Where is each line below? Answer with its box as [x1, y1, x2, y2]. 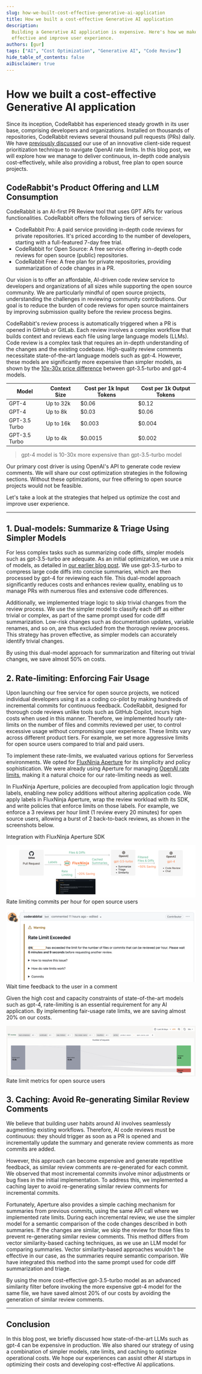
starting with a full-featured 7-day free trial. [14, 239, 123, 246]
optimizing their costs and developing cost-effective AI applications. [6, 1361, 176, 1368]
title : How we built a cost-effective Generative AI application [6, 16, 173, 22]
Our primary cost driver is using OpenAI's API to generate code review [6, 463, 181, 470]
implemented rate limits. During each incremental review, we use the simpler [6, 1213, 195, 1221]
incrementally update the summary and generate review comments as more [6, 1139, 194, 1147]
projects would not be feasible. [6, 482, 83, 489]
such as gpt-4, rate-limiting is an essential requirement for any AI [6, 1001, 167, 1008]
